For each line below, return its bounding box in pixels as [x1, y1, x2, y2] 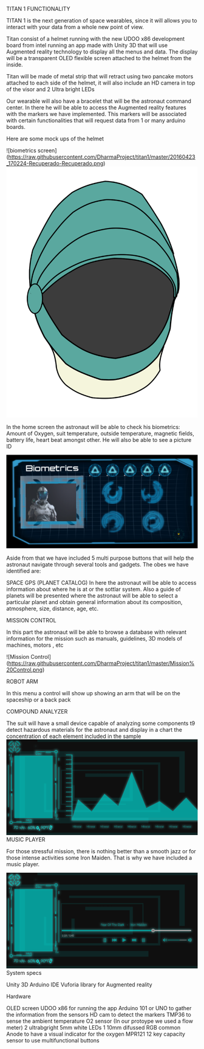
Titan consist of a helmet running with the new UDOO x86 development [6, 35, 185, 42]
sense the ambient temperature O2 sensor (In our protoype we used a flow [6, 1017, 193, 1025]
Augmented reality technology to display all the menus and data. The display [6, 48, 198, 55]
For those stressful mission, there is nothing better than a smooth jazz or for [6, 848, 196, 855]
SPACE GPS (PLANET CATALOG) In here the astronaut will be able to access [6, 579, 197, 586]
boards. [6, 123, 25, 130]
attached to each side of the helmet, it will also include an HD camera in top [6, 79, 195, 86]
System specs [6, 969, 42, 977]
